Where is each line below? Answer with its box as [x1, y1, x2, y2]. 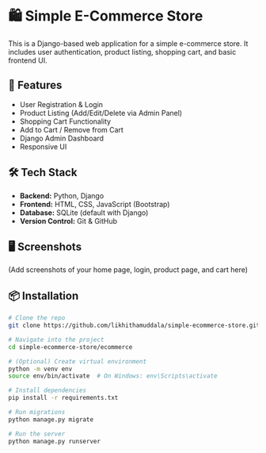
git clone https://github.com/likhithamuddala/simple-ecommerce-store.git [8, 321, 260, 330]
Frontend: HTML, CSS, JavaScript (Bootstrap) [19, 199, 170, 209]
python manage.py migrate [8, 415, 93, 424]
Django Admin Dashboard [19, 133, 104, 143]
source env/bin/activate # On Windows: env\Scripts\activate [8, 372, 218, 380]
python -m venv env [8, 365, 73, 373]
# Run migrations [8, 409, 66, 417]
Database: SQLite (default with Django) [19, 208, 149, 217]
